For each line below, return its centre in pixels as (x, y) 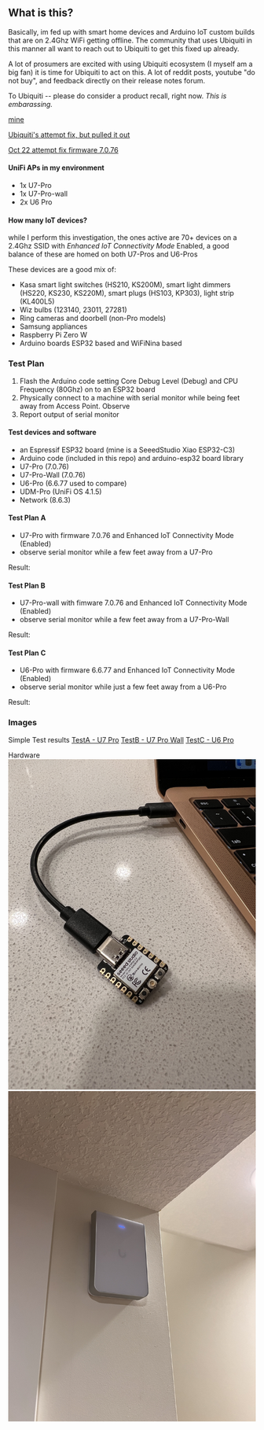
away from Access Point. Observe (75, 406)
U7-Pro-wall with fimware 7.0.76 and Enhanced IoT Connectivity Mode (133, 603)
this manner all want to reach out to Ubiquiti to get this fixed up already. (124, 48)
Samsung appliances (53, 326)
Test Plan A (27, 518)
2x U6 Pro (36, 202)
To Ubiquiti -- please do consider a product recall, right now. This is (117, 96)
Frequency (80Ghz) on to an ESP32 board (87, 389)
